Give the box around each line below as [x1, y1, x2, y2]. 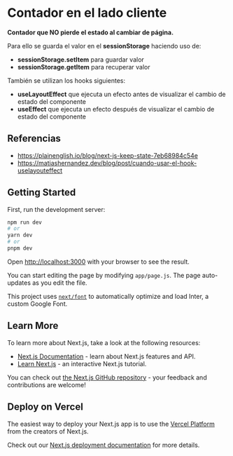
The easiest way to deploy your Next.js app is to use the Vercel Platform [7, 420, 216, 428]
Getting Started [7, 187, 76, 199]
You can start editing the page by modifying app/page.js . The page [7, 271, 201, 279]
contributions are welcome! [7, 380, 86, 389]
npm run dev [7, 219, 42, 226]
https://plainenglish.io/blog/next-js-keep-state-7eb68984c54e [17, 151, 198, 159]
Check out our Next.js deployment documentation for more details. [7, 441, 200, 449]
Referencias [7, 133, 62, 145]
